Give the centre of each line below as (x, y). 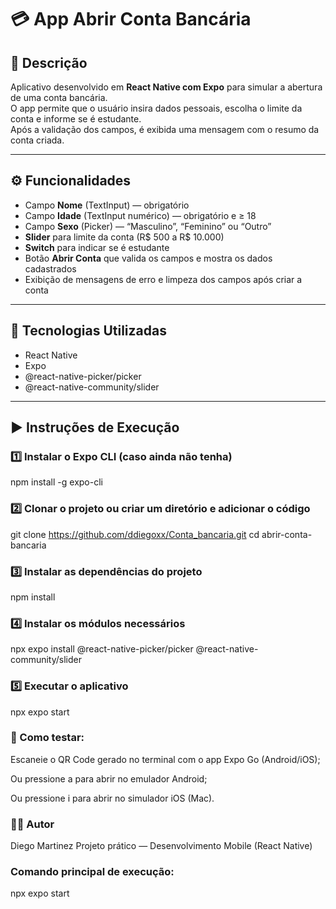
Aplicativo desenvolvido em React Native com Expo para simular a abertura (166, 87)
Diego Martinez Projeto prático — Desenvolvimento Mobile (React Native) (161, 846)
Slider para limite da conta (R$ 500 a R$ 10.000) (124, 237)
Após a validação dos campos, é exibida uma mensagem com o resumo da (165, 129)
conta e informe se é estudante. (76, 119)
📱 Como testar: (47, 738)
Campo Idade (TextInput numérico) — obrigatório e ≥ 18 (140, 215)
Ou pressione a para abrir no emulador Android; (109, 778)
